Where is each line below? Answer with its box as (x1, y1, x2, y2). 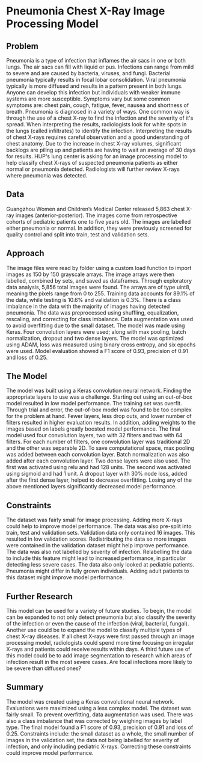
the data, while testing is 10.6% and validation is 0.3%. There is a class (6, 296, 182, 303)
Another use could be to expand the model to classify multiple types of (6, 627, 182, 634)
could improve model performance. (6, 749, 94, 756)
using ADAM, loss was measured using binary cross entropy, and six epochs (6, 341, 196, 348)
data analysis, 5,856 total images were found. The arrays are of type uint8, (6, 283, 191, 290)
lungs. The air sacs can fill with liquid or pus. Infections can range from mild (6, 63, 194, 70)
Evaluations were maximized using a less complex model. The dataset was (6, 704, 191, 711)
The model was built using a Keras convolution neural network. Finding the (6, 387, 191, 395)
